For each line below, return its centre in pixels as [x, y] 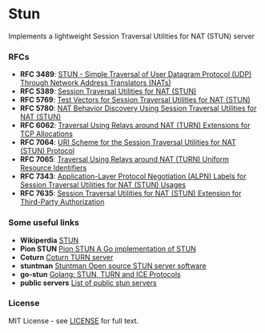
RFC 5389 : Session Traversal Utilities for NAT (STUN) [108, 91]
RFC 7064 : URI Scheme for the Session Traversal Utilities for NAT [128, 142]
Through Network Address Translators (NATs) [95, 83]
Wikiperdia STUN [49, 240]
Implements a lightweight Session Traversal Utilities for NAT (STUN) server [131, 36]
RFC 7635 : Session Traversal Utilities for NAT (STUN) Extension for [130, 194]
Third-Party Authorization [62, 202]
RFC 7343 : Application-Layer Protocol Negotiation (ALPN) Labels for [133, 176]
